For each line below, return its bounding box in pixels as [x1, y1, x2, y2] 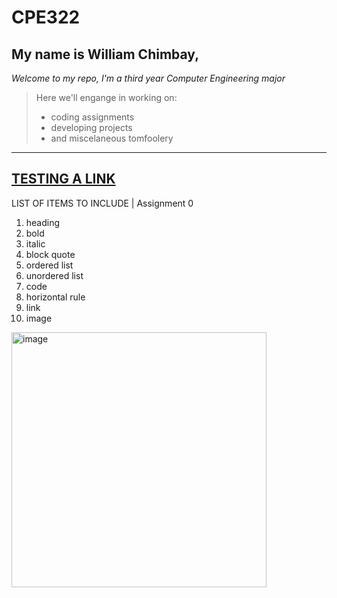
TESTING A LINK [11, 171, 116, 188]
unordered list [25, 269, 84, 281]
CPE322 [11, 6, 81, 29]
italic [25, 237, 46, 250]
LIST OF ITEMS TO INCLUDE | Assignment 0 [11, 197, 194, 209]
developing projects [50, 122, 133, 133]
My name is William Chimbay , [11, 46, 200, 63]
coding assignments [50, 111, 135, 123]
